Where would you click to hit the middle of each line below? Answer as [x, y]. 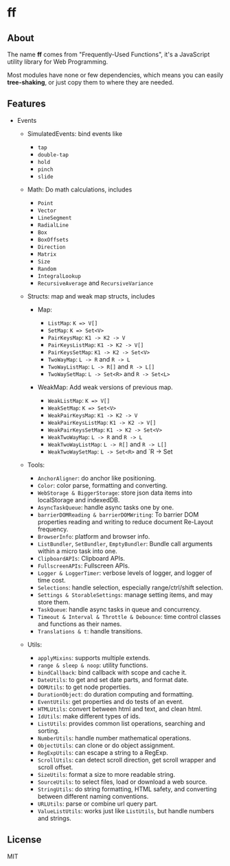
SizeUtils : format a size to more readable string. [106, 774]
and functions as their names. [80, 624]
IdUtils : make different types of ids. [89, 716]
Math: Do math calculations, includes [80, 189]
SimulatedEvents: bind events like [74, 133]
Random [47, 269]
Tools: [36, 465]
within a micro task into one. [78, 551]
